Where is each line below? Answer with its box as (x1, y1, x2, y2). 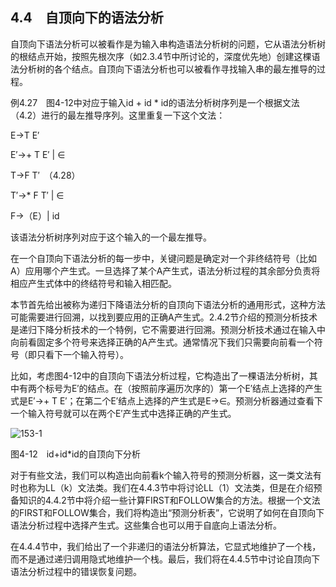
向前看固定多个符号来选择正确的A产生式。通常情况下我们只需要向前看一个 (10, 336, 315, 348)
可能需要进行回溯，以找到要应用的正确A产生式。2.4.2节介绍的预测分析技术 (10, 311, 318, 323)
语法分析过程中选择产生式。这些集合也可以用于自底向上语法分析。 (10, 519, 282, 531)
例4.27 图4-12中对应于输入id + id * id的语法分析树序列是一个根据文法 (10, 96, 300, 108)
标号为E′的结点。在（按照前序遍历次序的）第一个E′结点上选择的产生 (44, 382, 323, 394)
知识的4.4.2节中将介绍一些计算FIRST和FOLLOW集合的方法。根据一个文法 (18, 494, 321, 506)
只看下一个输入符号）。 (36, 348, 129, 360)
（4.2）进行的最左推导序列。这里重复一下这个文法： (10, 109, 226, 121)
